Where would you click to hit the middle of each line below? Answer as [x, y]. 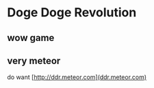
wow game [31, 38]
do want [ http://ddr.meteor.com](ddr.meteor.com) [77, 77]
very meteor [34, 60]
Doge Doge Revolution [72, 13]
